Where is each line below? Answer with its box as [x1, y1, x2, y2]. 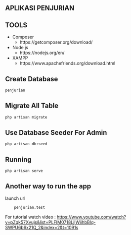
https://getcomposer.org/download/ [19, 39, 93, 45]
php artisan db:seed [5, 141, 48, 147]
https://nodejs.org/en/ [19, 50, 65, 56]
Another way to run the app [5, 182, 91, 190]
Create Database [5, 74, 58, 83]
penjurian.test [14, 205, 45, 210]
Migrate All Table [5, 102, 59, 110]
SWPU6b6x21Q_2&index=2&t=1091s [5, 224, 79, 230]
